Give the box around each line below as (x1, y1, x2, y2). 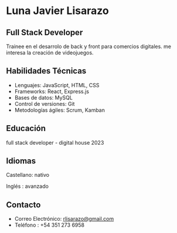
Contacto (6, 200, 41, 210)
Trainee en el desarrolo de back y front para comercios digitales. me (6, 43, 172, 50)
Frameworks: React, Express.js (14, 88, 90, 95)
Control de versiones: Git (14, 100, 75, 107)
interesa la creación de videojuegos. (6, 49, 94, 56)
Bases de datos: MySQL (14, 94, 73, 101)
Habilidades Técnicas (6, 66, 87, 76)
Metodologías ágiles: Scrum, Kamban (14, 107, 105, 114)
